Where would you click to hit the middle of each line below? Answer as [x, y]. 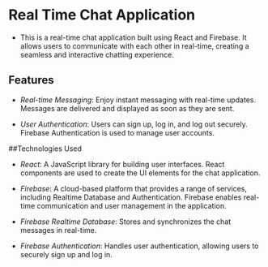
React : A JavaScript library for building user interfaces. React [122, 164]
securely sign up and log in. [66, 254]
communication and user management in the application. [132, 205]
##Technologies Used [45, 149]
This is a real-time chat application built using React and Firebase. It [133, 37]
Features [31, 80]
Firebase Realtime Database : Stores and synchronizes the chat [125, 222]
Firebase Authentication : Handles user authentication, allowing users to [139, 246]
